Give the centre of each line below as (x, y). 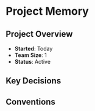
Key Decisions (33, 81)
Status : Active (33, 62)
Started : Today (33, 48)
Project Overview (39, 34)
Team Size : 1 (30, 55)
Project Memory (47, 11)
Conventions (31, 101)
